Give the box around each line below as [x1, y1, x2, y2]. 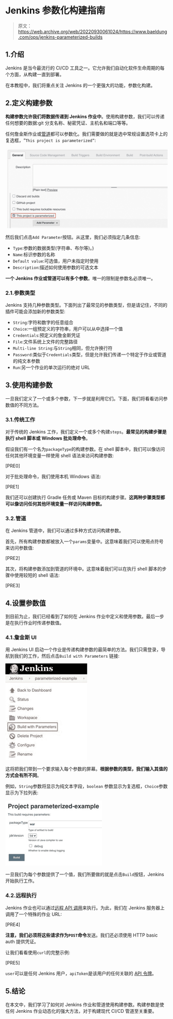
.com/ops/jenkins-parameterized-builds [18, 34, 103, 40]
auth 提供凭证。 [5, 938, 39, 944]
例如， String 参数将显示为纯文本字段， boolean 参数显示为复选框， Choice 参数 [5, 783, 168, 789]
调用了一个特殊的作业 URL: [5, 911, 62, 917]
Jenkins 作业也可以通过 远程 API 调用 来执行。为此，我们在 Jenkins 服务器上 [5, 904, 165, 911]
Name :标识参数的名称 [12, 251, 56, 257]
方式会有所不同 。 [5, 772, 42, 779]
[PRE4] [5, 921, 21, 927]
